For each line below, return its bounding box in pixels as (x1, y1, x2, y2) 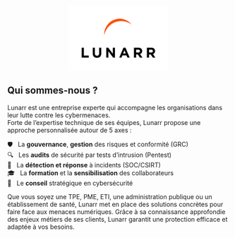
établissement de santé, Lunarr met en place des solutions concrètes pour (7, 200, 224, 208)
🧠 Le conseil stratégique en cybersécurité (7, 179, 133, 187)
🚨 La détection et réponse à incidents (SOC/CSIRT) (7, 160, 161, 169)
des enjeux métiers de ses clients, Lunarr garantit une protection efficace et (7, 215, 228, 223)
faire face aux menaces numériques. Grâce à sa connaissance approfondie (7, 207, 226, 216)
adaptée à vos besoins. (7, 222, 76, 231)
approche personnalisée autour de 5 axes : (7, 126, 132, 134)
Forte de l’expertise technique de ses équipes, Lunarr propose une (7, 118, 201, 126)
